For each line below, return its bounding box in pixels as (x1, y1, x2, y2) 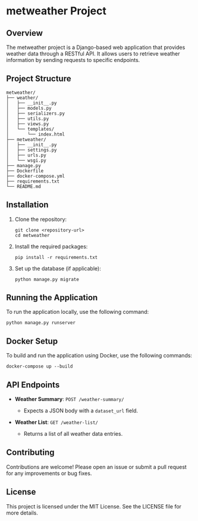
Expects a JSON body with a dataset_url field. (23, 407, 139, 414)
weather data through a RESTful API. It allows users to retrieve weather (6, 50, 180, 57)
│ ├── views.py (6, 121, 49, 127)
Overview (6, 28, 43, 38)
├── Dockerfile (6, 168, 44, 174)
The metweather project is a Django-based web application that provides (6, 44, 186, 51)
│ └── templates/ (6, 126, 55, 132)
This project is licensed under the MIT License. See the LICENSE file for (6, 502, 182, 510)
